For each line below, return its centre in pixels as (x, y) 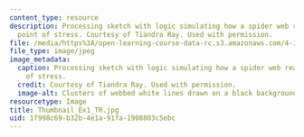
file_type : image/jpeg (52, 51)
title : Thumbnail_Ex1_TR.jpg (64, 110)
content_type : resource (54, 18)
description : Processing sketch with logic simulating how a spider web (149, 26)
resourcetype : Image (48, 101)
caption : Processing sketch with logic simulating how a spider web (149, 68)
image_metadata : (40, 59)
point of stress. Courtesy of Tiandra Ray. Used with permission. (145, 34)
